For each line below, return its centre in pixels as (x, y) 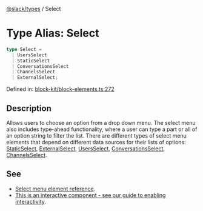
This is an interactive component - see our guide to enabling (90, 195)
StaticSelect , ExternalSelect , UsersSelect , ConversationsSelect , (86, 149)
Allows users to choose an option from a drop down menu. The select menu (101, 123)
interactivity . (31, 201)
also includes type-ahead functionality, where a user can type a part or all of (102, 129)
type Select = (24, 49)
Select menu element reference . (55, 189)
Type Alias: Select (53, 33)
